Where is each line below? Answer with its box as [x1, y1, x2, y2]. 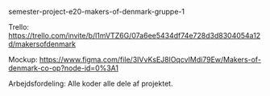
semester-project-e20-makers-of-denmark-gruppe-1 [8, 7, 185, 16]
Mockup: [8, 55, 38, 64]
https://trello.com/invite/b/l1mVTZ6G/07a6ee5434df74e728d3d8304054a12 [8, 31, 261, 40]
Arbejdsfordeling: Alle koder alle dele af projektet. [8, 79, 173, 88]
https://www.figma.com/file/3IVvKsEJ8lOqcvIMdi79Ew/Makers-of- [39, 55, 262, 64]
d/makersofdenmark [8, 39, 77, 49]
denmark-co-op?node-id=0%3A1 [8, 63, 119, 73]
